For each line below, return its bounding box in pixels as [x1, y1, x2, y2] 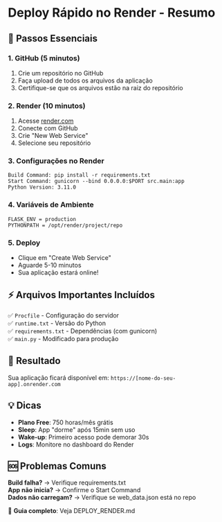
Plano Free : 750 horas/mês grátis [17, 418, 113, 426]
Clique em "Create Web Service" [17, 254, 111, 262]
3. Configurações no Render [8, 156, 104, 166]
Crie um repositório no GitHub [17, 69, 104, 77]
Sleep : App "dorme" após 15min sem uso [17, 425, 136, 434]
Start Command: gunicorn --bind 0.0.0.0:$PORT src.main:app [8, 178, 185, 185]
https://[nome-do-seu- [110, 374, 176, 382]
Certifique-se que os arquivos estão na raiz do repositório [17, 83, 183, 92]
